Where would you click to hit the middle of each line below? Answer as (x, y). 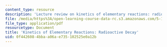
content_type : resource (30, 10)
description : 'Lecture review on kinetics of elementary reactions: (78, 14)
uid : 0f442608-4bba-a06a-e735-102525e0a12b (51, 37)
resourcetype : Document (30, 28)
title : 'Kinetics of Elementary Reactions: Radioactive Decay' (72, 32)
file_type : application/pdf (34, 23)
